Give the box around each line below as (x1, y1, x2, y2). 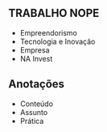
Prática (19, 116, 44, 126)
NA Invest (19, 53, 53, 63)
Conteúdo (19, 99, 54, 109)
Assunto (19, 107, 48, 117)
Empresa (19, 45, 50, 55)
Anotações (8, 77, 65, 92)
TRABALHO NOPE (8, 6, 100, 20)
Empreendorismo (19, 28, 78, 37)
